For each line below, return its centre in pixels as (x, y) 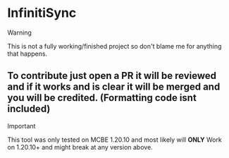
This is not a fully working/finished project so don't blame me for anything (114, 46)
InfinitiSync (42, 13)
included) (29, 109)
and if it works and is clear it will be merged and (114, 87)
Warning (19, 32)
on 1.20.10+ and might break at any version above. (80, 147)
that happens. (27, 54)
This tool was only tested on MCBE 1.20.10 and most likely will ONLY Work (114, 140)
